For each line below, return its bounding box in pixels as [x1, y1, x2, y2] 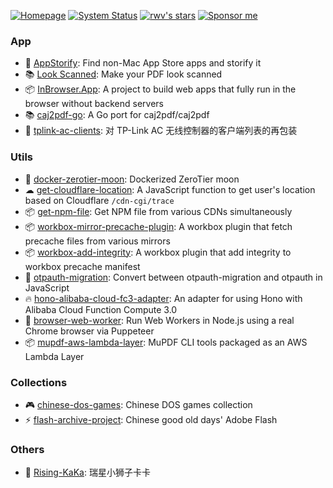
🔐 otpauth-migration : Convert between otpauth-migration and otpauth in [24, 271, 323, 283]
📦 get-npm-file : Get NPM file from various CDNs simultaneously [24, 205, 293, 217]
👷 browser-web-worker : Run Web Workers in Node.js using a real [24, 314, 295, 326]
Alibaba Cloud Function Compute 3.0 [24, 303, 178, 315]
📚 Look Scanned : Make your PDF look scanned [24, 68, 223, 80]
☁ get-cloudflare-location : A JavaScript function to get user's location [24, 183, 316, 195]
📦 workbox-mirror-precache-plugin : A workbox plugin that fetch [24, 220, 293, 232]
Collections [10, 375, 68, 389]
